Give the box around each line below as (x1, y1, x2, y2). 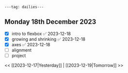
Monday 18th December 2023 (4, 18, 96, 26)
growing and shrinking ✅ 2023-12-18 (11, 36, 86, 42)
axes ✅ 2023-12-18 (11, 41, 50, 47)
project (11, 53, 26, 58)
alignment (11, 47, 32, 53)
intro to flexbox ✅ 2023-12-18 (11, 31, 71, 36)
